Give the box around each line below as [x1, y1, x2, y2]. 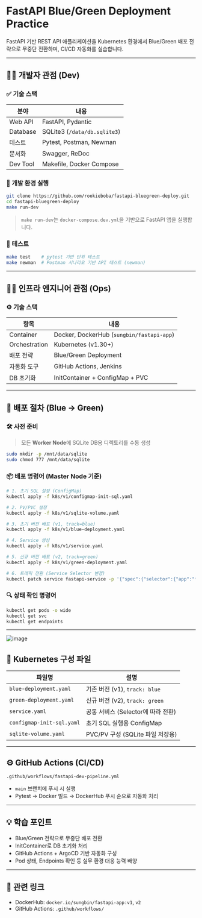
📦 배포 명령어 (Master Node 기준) [6, 472, 102, 480]
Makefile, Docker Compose [41, 160, 119, 168]
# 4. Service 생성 [6, 538, 50, 544]
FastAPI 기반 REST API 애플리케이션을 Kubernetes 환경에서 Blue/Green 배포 [6, 37, 188, 45]
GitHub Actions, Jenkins [54, 362, 122, 371]
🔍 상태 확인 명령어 [6, 591, 57, 600]
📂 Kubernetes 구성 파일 [6, 654, 91, 664]
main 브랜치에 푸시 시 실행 [14, 785, 76, 792]
